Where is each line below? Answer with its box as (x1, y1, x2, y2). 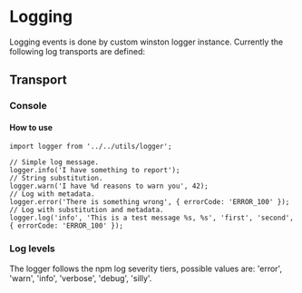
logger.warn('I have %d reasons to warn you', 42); (9, 181, 209, 191)
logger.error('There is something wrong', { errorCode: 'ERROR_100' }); (9, 198, 290, 207)
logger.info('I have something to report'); (9, 166, 180, 175)
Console (9, 100, 47, 112)
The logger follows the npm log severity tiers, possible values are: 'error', (9, 263, 283, 274)
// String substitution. (9, 174, 103, 183)
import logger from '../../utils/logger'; (9, 142, 172, 151)
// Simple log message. (9, 158, 100, 167)
